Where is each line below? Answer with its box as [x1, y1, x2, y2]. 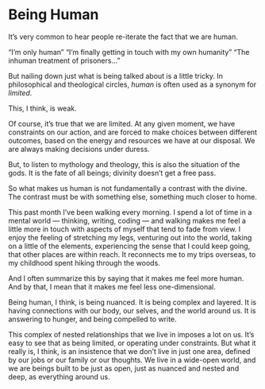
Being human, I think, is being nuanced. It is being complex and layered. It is [8, 297, 256, 307]
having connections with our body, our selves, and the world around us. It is [8, 305, 256, 315]
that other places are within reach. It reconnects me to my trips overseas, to [8, 249, 256, 259]
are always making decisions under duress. [8, 144, 150, 154]
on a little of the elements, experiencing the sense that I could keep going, [8, 241, 251, 251]
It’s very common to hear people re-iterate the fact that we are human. [8, 32, 238, 41]
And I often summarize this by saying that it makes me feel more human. [8, 273, 244, 283]
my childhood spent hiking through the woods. [8, 258, 160, 267]
